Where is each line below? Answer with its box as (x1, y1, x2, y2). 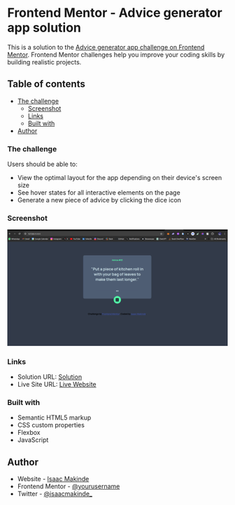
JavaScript (17, 436, 49, 444)
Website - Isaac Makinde (17, 475, 90, 483)
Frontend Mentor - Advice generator (7, 5, 222, 21)
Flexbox (17, 429, 41, 437)
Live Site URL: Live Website (17, 380, 97, 388)
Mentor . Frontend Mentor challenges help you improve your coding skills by (7, 50, 225, 59)
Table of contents (7, 78, 85, 90)
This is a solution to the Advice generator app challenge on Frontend (7, 43, 205, 51)
